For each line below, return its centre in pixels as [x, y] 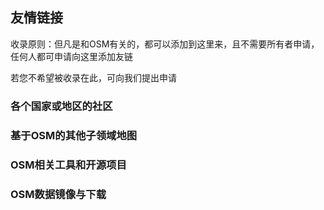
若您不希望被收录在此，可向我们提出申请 [93, 77]
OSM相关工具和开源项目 [68, 165]
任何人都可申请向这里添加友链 [71, 56]
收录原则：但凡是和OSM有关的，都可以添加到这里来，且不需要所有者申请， [165, 44]
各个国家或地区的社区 [61, 106]
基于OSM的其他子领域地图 [74, 135]
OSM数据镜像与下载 [58, 194]
